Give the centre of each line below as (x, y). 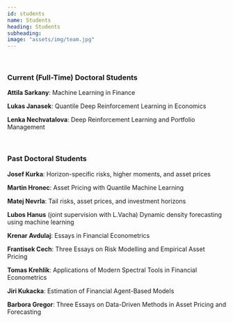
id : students (26, 14)
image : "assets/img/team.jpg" (51, 40)
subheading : (24, 33)
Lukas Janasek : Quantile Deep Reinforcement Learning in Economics (107, 106)
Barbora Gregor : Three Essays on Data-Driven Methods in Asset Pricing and (117, 304)
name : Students (29, 20)
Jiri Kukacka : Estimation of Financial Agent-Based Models (91, 291)
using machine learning (41, 222)
